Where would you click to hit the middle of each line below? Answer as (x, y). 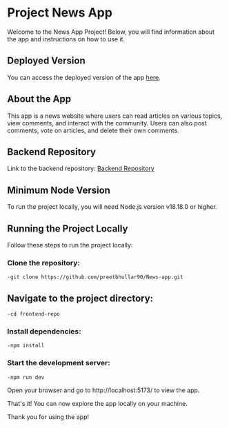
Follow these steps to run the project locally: (70, 245)
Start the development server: (59, 363)
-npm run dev (26, 377)
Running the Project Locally (68, 228)
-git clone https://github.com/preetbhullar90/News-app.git (96, 277)
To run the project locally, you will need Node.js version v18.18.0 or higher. (112, 207)
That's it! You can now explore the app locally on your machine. (97, 403)
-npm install (26, 346)
